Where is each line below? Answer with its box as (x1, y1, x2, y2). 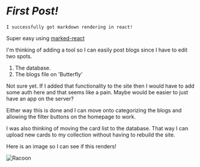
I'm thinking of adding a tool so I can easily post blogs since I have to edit (6, 46, 188, 53)
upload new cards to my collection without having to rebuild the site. (6, 131, 175, 138)
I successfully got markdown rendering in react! (6, 24, 133, 30)
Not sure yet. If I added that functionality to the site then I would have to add (6, 82, 195, 90)
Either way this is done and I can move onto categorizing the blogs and (6, 106, 182, 114)
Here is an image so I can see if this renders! (6, 142, 117, 150)
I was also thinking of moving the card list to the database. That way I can (6, 124, 189, 132)
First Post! (6, 4, 59, 18)
